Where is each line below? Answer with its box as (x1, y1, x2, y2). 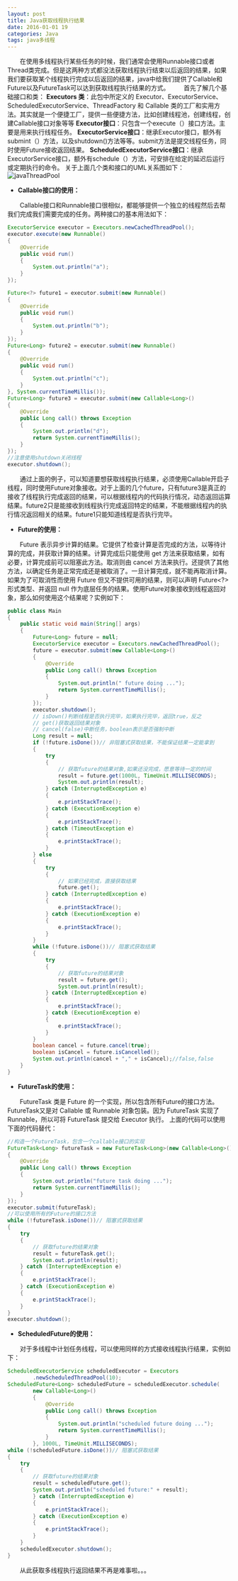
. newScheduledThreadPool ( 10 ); (33, 1374, 122, 1382)
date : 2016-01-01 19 (7, 23, 69, 30)
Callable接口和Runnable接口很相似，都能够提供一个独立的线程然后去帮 (19, 201, 226, 210)
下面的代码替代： (7, 1124, 57, 1132)
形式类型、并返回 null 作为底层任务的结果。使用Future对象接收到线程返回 (7, 584, 220, 592)
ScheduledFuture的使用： (17, 1329, 95, 1338)
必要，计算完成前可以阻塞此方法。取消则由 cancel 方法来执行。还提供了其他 (7, 558, 229, 566)
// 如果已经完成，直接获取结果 (57, 877, 137, 884)
